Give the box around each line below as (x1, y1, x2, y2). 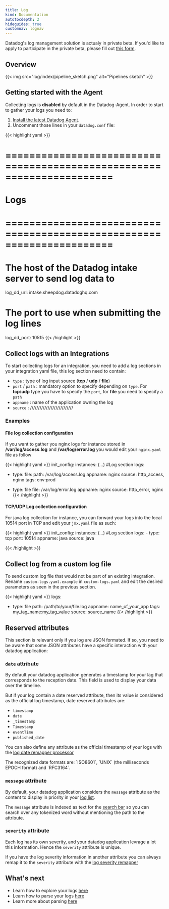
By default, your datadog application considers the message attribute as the (5, 789, 160, 795)
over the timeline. (5, 683, 41, 689)
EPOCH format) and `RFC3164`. (5, 764, 71, 771)
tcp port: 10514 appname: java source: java (5, 535, 94, 541)
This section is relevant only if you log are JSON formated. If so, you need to (5, 637, 164, 643)
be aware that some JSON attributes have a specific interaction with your (5, 642, 157, 648)
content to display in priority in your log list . (5, 794, 95, 800)
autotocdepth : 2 (5, 17, 39, 22)
